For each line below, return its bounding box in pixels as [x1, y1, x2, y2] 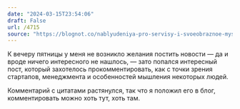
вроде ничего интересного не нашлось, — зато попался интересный [7, 58, 218, 66]
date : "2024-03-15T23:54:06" [7, 10, 94, 18]
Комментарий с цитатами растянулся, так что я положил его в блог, [7, 86, 216, 95]
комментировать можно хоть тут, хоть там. [7, 94, 141, 103]
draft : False [7, 17, 46, 24]
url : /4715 [7, 24, 40, 31]
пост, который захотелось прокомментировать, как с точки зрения [7, 65, 213, 73]
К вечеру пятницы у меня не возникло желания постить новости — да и [7, 50, 229, 58]
